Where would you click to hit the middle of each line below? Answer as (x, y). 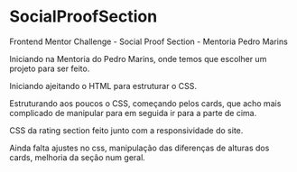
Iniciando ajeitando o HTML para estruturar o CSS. (103, 86)
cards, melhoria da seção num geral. (78, 157)
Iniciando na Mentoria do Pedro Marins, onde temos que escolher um (138, 59)
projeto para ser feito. (50, 68)
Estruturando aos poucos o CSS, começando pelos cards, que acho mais (145, 103)
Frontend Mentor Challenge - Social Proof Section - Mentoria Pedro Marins (149, 41)
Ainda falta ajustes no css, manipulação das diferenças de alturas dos (139, 148)
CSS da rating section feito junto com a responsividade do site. (126, 130)
